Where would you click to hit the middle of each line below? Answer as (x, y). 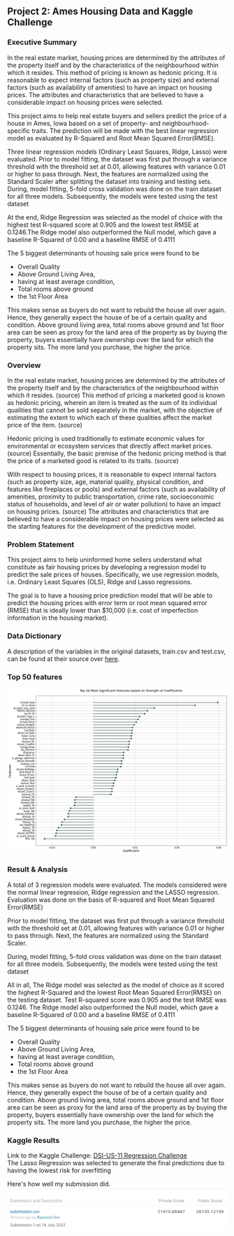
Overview (24, 365)
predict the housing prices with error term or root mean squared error (107, 603)
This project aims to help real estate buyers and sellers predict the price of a (117, 115)
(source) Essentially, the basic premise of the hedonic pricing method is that (117, 453)
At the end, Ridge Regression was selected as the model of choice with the (115, 217)
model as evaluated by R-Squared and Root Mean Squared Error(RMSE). (111, 138)
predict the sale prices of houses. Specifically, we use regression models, (113, 575)
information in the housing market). (58, 618)
